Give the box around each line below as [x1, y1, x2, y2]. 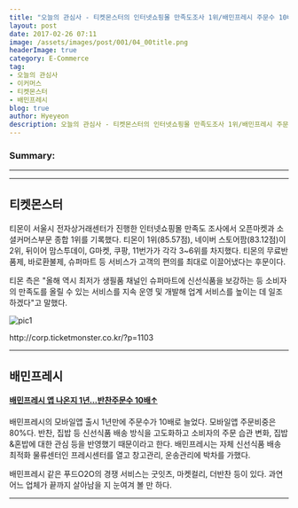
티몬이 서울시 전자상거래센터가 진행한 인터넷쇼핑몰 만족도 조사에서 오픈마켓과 [9, 223, 275, 234]
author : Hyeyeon [9, 112, 69, 121]
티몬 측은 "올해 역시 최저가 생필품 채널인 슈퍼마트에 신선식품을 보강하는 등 [9, 276, 264, 286]
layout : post [9, 21, 58, 30]
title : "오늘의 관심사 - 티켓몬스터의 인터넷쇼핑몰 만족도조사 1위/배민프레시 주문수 [9, 12, 275, 22]
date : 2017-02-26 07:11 [9, 29, 98, 38]
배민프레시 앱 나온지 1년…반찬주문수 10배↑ [9, 395, 158, 406]
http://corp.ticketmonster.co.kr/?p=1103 [9, 332, 153, 343]
